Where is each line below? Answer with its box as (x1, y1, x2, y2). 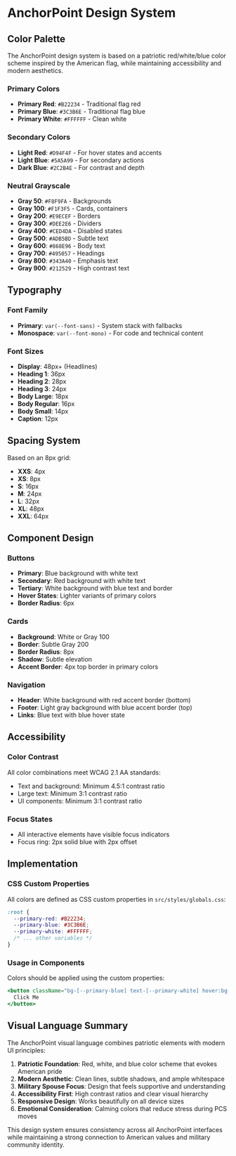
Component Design (7, 532, 94, 544)
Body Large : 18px (17, 392, 69, 400)
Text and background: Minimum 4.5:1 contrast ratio (17, 782, 165, 790)
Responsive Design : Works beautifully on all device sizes (17, 1097, 185, 1105)
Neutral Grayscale (7, 180, 71, 190)
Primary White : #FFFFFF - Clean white (17, 114, 127, 124)
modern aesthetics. (7, 67, 63, 74)
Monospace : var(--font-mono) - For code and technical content (17, 329, 204, 337)
